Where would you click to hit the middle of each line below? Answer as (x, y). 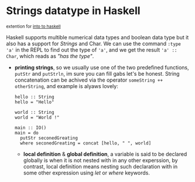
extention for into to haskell (33, 26)
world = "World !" (37, 117)
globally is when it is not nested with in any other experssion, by (100, 160)
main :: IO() (30, 127)
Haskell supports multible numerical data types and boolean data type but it (97, 37)
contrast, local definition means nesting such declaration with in (100, 166)
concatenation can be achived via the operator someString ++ (88, 80)
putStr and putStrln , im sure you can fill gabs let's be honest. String (97, 73)
